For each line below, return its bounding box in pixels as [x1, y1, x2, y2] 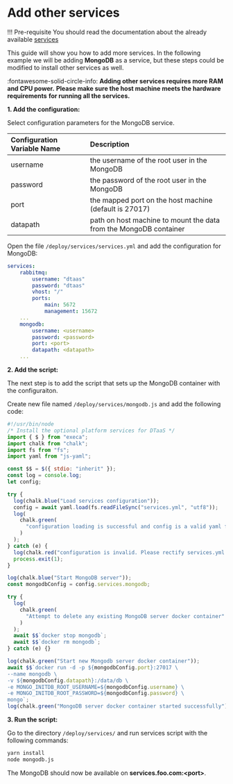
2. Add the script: [7, 366, 59, 374]
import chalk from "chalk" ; [7, 440, 89, 447]
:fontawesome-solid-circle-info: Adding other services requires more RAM [7, 76, 224, 85]
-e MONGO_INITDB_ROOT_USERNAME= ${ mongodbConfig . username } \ [7, 683, 185, 690]
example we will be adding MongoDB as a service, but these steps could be [7, 56, 225, 64]
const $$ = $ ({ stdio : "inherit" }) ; [7, 465, 116, 473]
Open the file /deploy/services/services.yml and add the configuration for [7, 242, 222, 250]
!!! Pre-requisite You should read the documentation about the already [7, 28, 207, 36]
